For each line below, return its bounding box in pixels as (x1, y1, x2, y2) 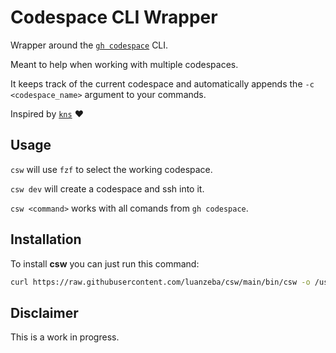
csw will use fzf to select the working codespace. (10, 163, 213, 175)
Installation (10, 231, 82, 248)
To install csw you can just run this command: (10, 257, 200, 270)
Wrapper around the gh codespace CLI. (10, 39, 169, 51)
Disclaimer (10, 304, 79, 321)
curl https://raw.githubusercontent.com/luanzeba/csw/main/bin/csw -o (10, 277, 311, 287)
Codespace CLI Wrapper (10, 6, 218, 29)
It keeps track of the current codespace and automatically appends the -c (10, 77, 315, 90)
